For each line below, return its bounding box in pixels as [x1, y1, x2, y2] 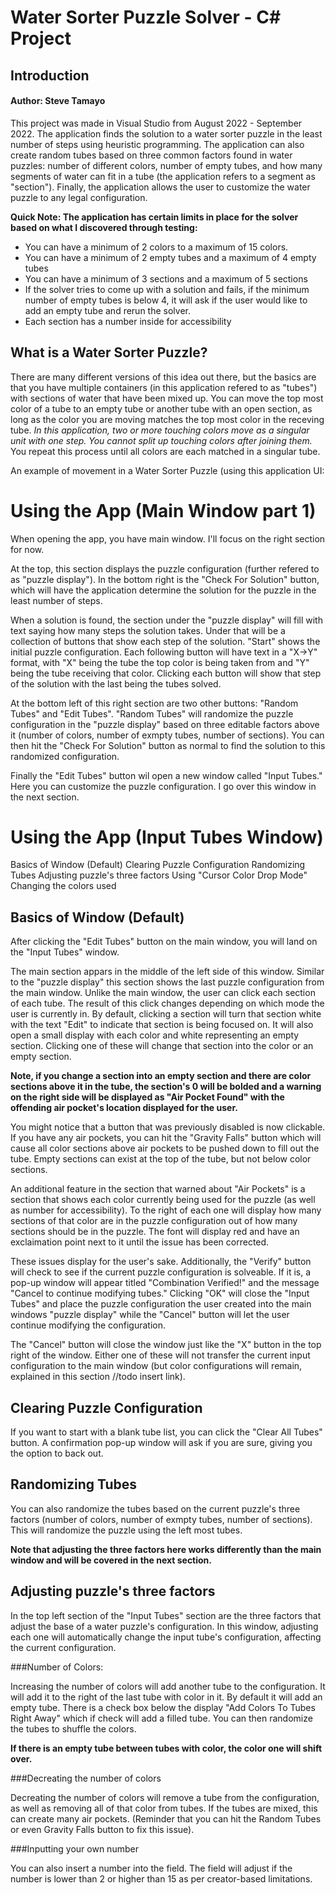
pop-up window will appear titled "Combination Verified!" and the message [10, 1277, 320, 1289]
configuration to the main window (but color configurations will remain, [10, 1360, 303, 1372]
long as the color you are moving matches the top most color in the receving [10, 413, 325, 425]
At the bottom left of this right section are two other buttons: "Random [10, 697, 299, 709]
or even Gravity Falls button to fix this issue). [10, 1823, 195, 1835]
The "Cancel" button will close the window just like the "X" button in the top [10, 1339, 322, 1351]
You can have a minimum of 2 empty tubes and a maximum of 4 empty [24, 251, 317, 263]
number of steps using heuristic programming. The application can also [10, 138, 305, 150]
